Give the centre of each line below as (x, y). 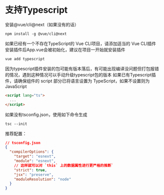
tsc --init (16, 124)
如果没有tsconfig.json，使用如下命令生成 (46, 114)
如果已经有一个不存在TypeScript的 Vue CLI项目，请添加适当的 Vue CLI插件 (81, 43)
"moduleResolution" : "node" (42, 179)
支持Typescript (36, 10)
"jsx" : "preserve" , (34, 174)
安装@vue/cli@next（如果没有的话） (42, 24)
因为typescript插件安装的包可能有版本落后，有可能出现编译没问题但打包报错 (82, 69)
